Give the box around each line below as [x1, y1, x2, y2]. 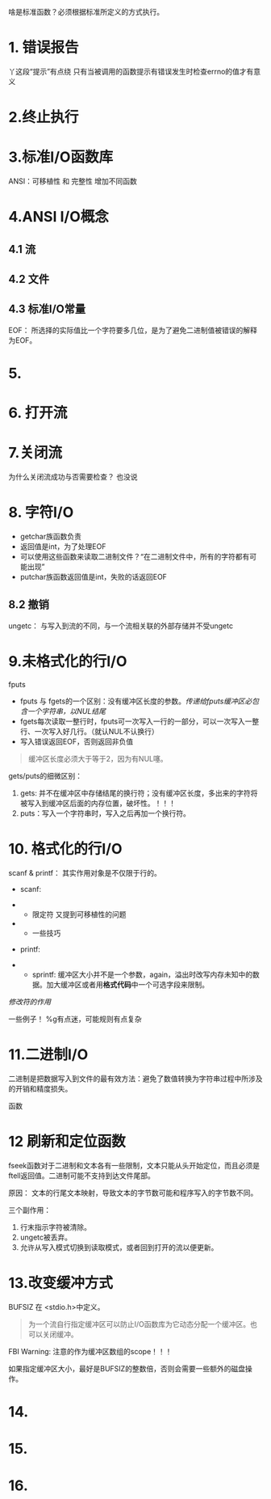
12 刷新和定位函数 [8, 1132, 127, 1151]
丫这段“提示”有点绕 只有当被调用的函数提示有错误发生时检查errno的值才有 [8, 66, 254, 76]
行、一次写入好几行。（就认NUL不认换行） [19, 726, 159, 736]
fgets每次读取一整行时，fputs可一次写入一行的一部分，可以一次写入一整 [19, 716, 260, 726]
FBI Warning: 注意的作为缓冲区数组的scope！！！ [8, 1346, 173, 1356]
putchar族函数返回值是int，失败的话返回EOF [19, 572, 168, 582]
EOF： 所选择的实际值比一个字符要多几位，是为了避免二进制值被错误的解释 [8, 325, 258, 335]
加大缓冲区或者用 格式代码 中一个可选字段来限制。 [46, 979, 210, 989]
